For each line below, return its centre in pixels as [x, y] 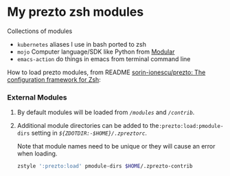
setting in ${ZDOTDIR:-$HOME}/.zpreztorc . [89, 133]
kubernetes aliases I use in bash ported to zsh [81, 44]
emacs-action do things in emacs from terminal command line [104, 58]
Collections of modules [40, 31]
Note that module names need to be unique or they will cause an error [116, 146]
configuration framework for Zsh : [54, 79]
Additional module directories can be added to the [88, 126]
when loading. [37, 154]
